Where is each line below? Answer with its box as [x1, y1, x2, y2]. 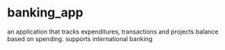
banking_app [7, 5, 84, 21]
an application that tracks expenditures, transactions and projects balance [7, 27, 219, 36]
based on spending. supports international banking [7, 34, 153, 42]
